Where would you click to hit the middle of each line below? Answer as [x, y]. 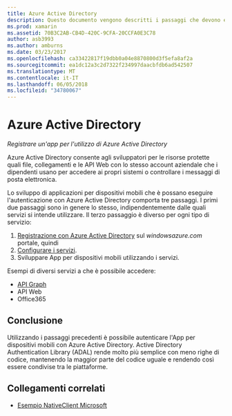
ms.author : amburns [35, 46]
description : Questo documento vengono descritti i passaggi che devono [114, 20]
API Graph [32, 285]
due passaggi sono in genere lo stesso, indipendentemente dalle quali [107, 207]
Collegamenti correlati [56, 389]
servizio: [19, 223]
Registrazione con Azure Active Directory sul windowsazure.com [109, 236]
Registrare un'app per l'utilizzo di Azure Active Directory [87, 144]
